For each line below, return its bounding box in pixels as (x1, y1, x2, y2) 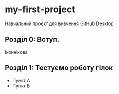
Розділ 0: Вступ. (5, 35, 60, 44)
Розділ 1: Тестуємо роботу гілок (5, 64, 113, 73)
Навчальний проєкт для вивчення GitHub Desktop (5, 20, 114, 27)
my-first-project (5, 4, 75, 15)
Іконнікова (5, 49, 28, 55)
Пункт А (12, 77, 30, 83)
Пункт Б (12, 83, 30, 89)
